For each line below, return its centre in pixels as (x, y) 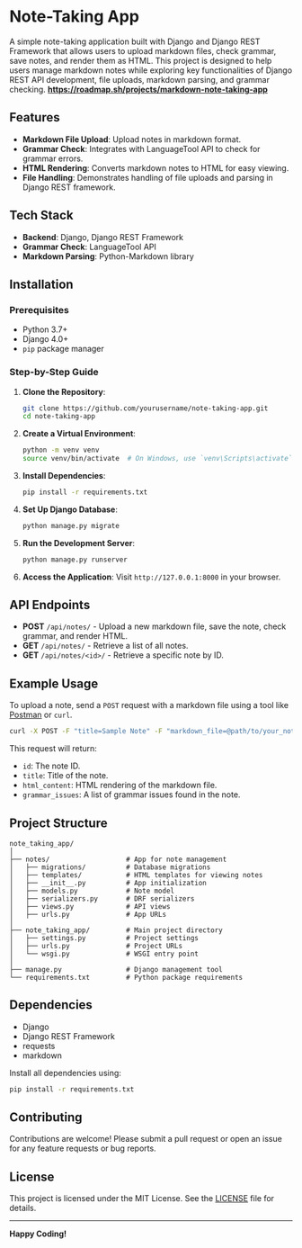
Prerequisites (39, 310)
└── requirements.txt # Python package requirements (126, 977)
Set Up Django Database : (70, 509)
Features (35, 117)
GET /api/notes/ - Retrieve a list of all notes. (105, 646)
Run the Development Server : (79, 543)
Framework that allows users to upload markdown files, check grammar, (143, 50)
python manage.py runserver (75, 560)
